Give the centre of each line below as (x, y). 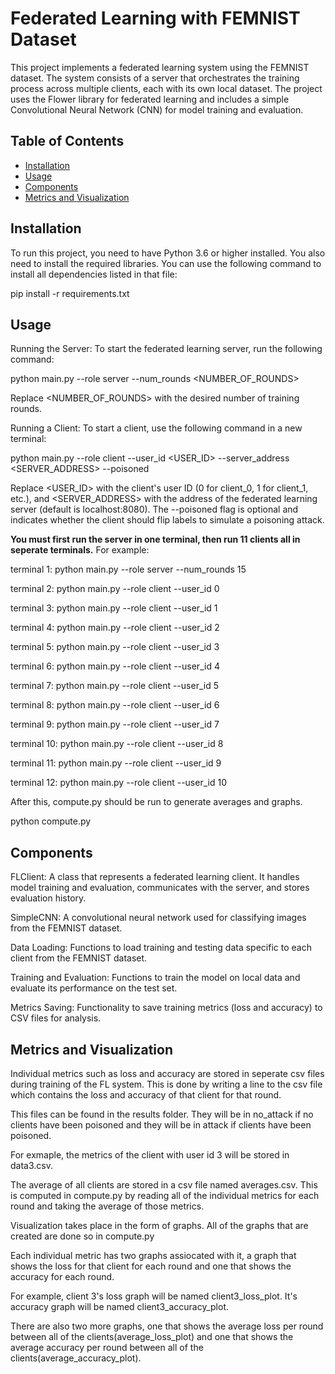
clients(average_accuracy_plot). (76, 1358)
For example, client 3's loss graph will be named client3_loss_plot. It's (154, 1296)
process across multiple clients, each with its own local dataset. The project (166, 88)
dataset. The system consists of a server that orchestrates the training (155, 78)
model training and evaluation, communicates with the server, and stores (160, 888)
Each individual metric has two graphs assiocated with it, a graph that (153, 1255)
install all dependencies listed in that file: (94, 274)
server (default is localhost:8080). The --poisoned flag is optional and (154, 509)
